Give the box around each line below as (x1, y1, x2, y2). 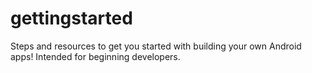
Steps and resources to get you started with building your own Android (10, 40, 302, 52)
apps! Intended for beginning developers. (10, 50, 181, 62)
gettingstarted (10, 7, 133, 30)
